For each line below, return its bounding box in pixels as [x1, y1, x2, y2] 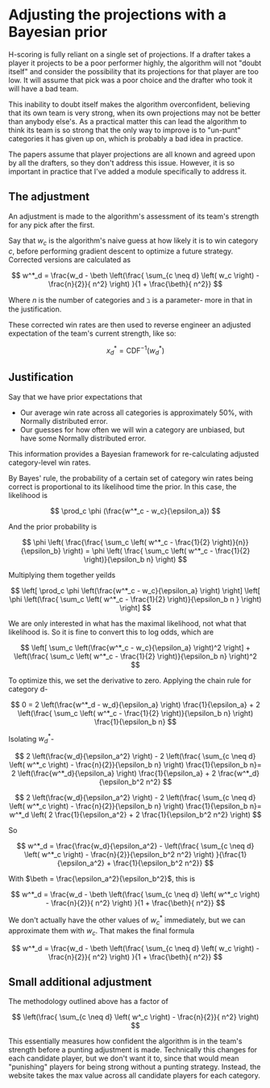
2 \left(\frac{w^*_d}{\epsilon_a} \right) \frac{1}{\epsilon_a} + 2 [10, 768, 217, 778]
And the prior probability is [8, 521, 98, 531]
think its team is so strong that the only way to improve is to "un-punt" [8, 125, 241, 135]
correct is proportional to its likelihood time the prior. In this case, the [8, 482, 237, 492]
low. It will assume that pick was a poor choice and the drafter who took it [8, 75, 252, 85]
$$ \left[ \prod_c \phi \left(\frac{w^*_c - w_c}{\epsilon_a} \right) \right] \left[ [10, 585, 260, 595]
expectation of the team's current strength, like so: [8, 328, 177, 338]
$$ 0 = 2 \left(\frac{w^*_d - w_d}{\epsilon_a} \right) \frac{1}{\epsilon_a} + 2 [10, 700, 260, 709]
